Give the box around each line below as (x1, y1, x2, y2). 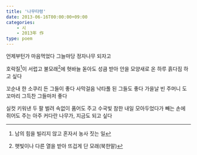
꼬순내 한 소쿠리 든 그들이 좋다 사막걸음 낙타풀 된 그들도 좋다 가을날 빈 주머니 (6, 85, 181, 92)
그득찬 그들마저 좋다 (21, 92, 67, 99)
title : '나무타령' (6, 8, 46, 15)
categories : (6, 19, 35, 25)
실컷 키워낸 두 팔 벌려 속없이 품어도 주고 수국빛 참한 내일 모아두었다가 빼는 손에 (6, 105, 186, 112)
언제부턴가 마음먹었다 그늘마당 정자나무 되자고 (6, 53, 111, 59)
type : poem (6, 36, 33, 42)
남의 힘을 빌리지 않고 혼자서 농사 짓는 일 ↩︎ (14, 130, 111, 137)
